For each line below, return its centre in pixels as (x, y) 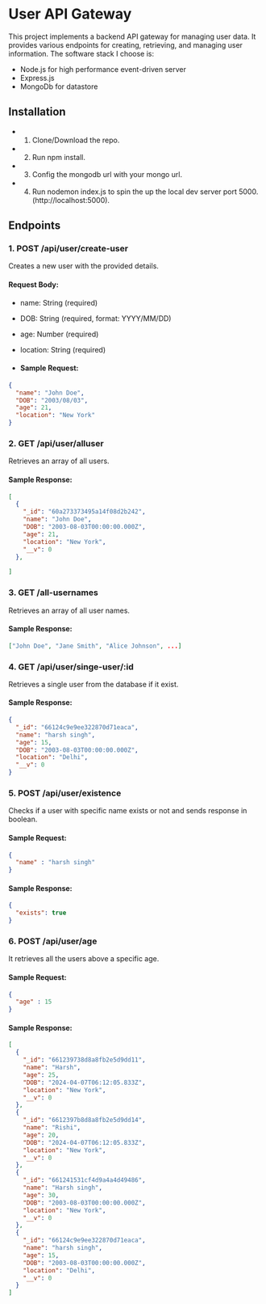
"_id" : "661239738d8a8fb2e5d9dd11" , (85, 1060)
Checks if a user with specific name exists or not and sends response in (128, 811)
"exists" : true (41, 913)
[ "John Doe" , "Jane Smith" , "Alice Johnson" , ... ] (95, 646)
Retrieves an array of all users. (59, 461)
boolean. (23, 819)
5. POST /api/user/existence (65, 793)
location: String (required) (63, 349)
